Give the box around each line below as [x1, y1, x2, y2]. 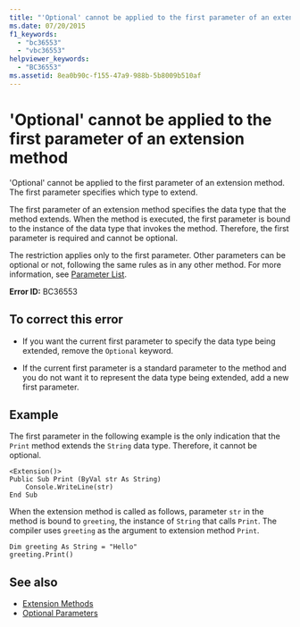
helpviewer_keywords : [9, 54, 90, 63]
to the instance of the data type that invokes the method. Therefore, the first [9, 222, 289, 233]
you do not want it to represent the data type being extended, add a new [21, 372, 289, 382]
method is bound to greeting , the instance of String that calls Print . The [9, 515, 277, 527]
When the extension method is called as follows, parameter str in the [9, 506, 264, 517]
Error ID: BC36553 [9, 286, 78, 297]
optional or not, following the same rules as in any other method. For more [9, 259, 281, 270]
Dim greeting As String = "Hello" [9, 542, 138, 552]
